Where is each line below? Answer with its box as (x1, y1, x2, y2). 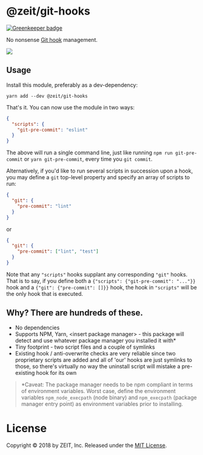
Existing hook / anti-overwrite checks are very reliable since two (15, 349, 176, 357)
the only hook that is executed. (6, 290, 84, 297)
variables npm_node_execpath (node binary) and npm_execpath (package (21, 394, 197, 401)
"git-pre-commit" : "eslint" (17, 126, 88, 133)
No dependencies (15, 324, 60, 331)
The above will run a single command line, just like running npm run (6, 149, 173, 156)
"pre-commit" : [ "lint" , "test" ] (17, 248, 99, 255)
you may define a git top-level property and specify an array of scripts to (6, 174, 190, 181)
